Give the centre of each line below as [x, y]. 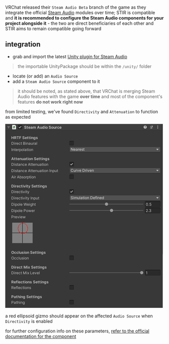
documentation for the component [41, 336]
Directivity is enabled [29, 321]
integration [23, 45]
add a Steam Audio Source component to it [56, 81]
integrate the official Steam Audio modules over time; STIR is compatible [80, 13]
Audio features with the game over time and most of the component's [90, 96]
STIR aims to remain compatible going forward [53, 29]
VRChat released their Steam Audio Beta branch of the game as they [76, 7]
